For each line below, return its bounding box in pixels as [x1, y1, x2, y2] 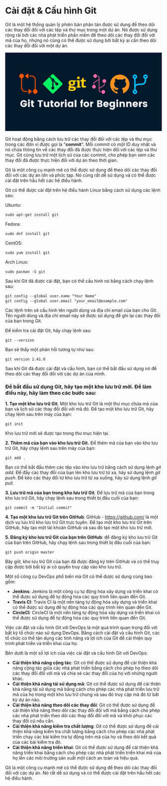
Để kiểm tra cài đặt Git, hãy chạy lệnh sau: [5, 328, 92, 334]
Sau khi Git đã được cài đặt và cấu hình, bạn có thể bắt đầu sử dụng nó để [5, 366, 157, 372]
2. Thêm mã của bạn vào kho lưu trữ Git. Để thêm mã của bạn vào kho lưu [5, 440, 158, 446]
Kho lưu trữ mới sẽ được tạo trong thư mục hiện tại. [5, 430, 109, 436]
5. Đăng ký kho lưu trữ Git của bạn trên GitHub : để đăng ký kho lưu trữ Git [5, 534, 158, 540]
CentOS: [5, 240, 22, 246]
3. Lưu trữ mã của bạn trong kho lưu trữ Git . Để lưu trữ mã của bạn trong [5, 490, 155, 496]
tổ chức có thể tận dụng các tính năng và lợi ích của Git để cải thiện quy [5, 635, 153, 641]
